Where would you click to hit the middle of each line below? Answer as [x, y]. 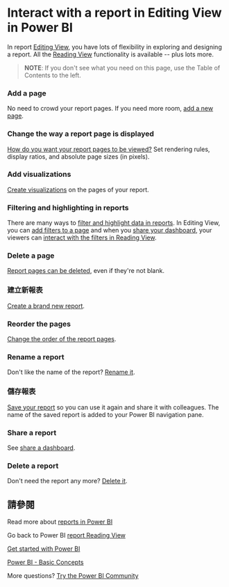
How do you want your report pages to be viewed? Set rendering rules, [109, 149]
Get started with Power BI [44, 549]
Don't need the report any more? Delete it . [67, 481]
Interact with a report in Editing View [114, 13]
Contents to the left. [52, 75]
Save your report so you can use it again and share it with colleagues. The [113, 407]
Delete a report [33, 466]
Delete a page [31, 256]
